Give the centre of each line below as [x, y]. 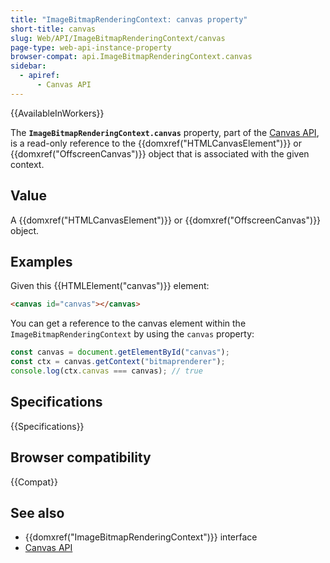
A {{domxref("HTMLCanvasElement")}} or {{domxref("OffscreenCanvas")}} [166, 220]
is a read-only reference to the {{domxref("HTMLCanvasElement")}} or [156, 143]
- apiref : [39, 76]
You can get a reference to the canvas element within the [128, 323]
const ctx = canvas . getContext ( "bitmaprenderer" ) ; [118, 362]
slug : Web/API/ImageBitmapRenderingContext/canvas [118, 38]
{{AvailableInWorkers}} [57, 113]
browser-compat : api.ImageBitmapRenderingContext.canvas [131, 57]
